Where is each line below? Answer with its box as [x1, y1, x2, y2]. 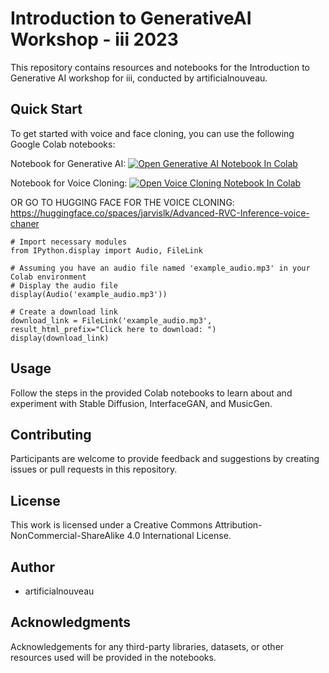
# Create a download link [10, 307, 118, 317]
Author [10, 558, 55, 576]
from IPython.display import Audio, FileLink [10, 245, 203, 256]
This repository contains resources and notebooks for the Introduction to [10, 61, 310, 73]
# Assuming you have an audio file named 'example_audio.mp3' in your [10, 263, 311, 273]
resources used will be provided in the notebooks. [10, 651, 217, 663]
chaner [10, 217, 40, 229]
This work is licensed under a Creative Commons [10, 519, 213, 531]
